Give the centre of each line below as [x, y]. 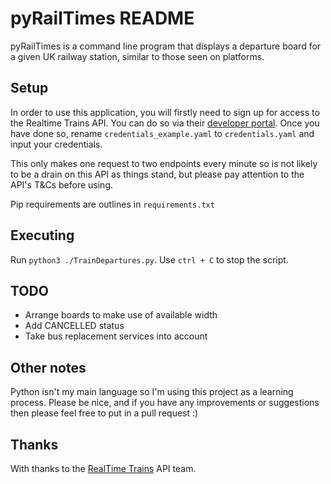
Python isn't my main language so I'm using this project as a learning [152, 392]
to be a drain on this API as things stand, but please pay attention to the [157, 174]
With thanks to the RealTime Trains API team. [103, 468]
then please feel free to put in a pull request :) [104, 413]
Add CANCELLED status [74, 326]
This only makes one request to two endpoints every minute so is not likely [164, 163]
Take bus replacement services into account [116, 336]
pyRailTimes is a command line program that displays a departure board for [166, 46]
